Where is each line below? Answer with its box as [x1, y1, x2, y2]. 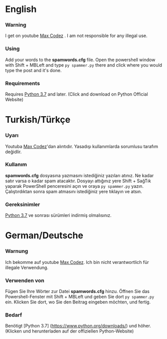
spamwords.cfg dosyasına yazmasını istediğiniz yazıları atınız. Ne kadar [5, 172, 154, 178]
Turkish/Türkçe [5, 114, 71, 126]
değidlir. [5, 149, 22, 155]
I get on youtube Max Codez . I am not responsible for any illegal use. [5, 33, 148, 39]
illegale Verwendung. [5, 264, 49, 270]
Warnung [5, 248, 28, 255]
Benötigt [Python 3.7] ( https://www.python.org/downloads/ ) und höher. [5, 323, 151, 329]
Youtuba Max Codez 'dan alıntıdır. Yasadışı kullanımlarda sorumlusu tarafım [5, 143, 159, 149]
